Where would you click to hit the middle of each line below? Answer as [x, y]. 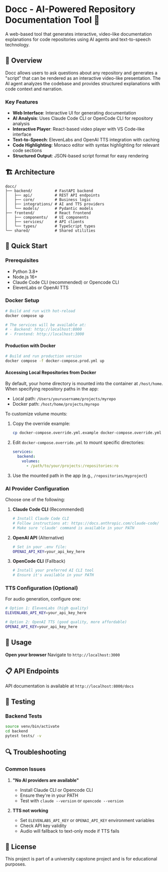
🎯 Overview [24, 61]
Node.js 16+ [25, 277]
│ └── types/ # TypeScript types [50, 226]
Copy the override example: [41, 424]
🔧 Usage [18, 643]
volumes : [31, 461]
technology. [18, 44]
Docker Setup [22, 300]
